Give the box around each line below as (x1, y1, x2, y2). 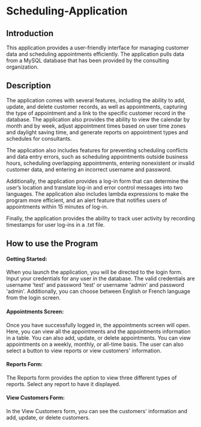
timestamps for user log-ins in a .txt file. (6, 221, 105, 228)
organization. (6, 63, 39, 70)
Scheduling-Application (6, 4, 128, 18)
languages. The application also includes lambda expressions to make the (6, 190, 189, 197)
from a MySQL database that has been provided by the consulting (6, 57, 169, 64)
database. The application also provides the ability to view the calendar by (6, 115, 190, 123)
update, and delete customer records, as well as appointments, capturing (6, 103, 187, 110)
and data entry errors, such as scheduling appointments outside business (6, 153, 188, 160)
